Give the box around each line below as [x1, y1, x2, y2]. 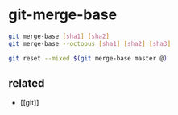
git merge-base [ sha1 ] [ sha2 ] [8, 32, 110, 40]
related [8, 76, 45, 90]
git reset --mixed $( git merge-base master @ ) [8, 54, 168, 62]
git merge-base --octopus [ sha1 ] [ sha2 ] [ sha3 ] [8, 39, 172, 47]
